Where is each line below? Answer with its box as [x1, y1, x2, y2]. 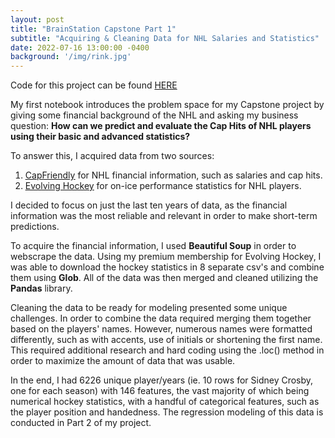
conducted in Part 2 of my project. [10, 417, 152, 429]
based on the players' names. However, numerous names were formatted [10, 323, 313, 335]
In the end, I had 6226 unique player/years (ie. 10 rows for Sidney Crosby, [10, 374, 314, 386]
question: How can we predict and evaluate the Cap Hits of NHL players [10, 120, 312, 132]
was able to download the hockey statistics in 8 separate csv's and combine [10, 261, 325, 273]
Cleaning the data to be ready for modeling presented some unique [10, 302, 288, 314]
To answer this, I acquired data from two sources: [10, 150, 215, 162]
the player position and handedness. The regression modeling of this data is [10, 406, 324, 418]
